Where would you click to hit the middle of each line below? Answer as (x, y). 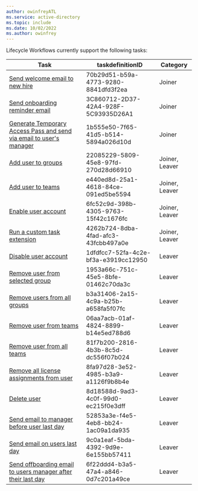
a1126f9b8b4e (108, 382)
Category (174, 65)
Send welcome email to (41, 78)
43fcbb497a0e (107, 243)
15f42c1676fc (107, 219)
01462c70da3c (108, 284)
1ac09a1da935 (108, 430)
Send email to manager (41, 420)
